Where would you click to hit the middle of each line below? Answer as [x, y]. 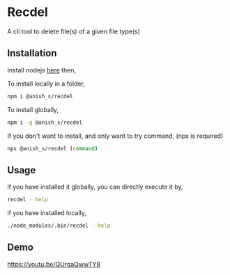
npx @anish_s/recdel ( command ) [53, 148]
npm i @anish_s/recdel [40, 96]
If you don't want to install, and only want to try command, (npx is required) [115, 136]
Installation [32, 53]
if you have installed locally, [47, 213]
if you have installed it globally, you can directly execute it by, [95, 187]
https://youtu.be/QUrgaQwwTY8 [54, 264]
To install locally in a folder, [46, 84]
